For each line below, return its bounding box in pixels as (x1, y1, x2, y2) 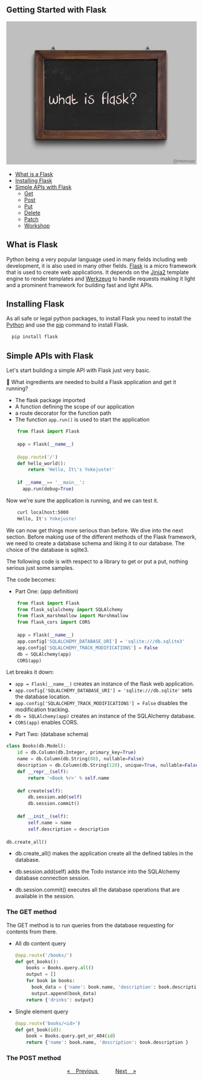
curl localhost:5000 (17, 509, 69, 515)
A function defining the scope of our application (14, 403, 135, 411)
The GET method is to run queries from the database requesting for (6, 921, 174, 929)
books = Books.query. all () (26, 965, 94, 971)
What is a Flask (14, 170, 53, 177)
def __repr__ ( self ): (17, 769, 69, 775)
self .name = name (28, 820, 71, 826)
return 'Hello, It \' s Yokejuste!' (28, 466, 115, 473)
